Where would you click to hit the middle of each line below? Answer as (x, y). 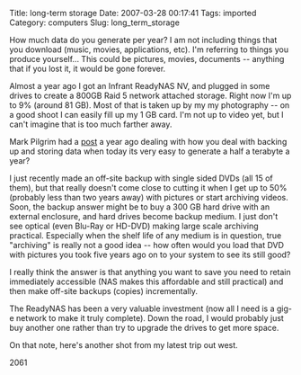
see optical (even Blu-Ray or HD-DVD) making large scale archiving (134, 226)
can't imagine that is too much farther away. (91, 124)
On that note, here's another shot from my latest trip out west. (124, 345)
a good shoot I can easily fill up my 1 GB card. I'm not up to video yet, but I (147, 115)
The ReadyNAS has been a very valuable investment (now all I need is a (142, 308)
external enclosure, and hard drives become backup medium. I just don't (144, 216)
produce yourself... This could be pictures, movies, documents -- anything (147, 59)
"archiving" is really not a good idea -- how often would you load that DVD (147, 245)
